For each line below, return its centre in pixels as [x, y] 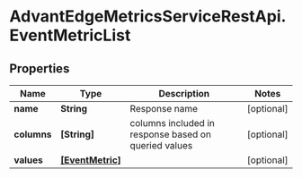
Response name [164, 109]
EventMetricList [70, 35]
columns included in [173, 123]
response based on [170, 134]
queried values [161, 145]
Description [184, 93]
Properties [40, 68]
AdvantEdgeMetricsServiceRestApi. [148, 17]
